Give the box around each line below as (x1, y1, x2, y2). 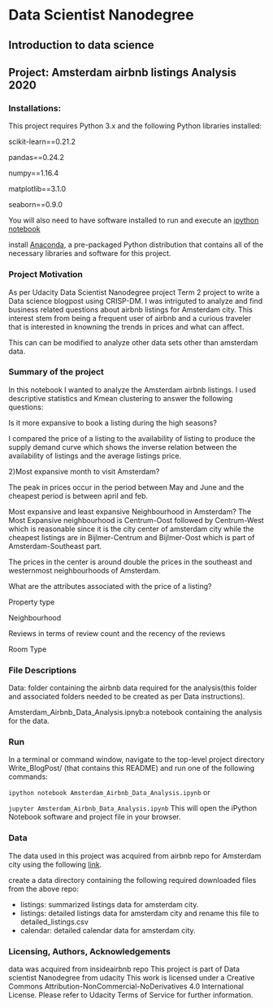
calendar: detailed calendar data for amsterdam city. (19, 925, 197, 935)
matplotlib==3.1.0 (8, 184, 67, 194)
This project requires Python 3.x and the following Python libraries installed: (8, 121, 262, 131)
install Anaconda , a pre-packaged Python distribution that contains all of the (8, 240, 264, 249)
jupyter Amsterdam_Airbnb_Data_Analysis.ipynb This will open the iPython (8, 803, 258, 813)
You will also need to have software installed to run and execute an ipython (8, 215, 259, 225)
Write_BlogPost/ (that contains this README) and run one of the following (8, 764, 255, 773)
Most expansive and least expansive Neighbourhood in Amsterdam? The (8, 506, 252, 517)
